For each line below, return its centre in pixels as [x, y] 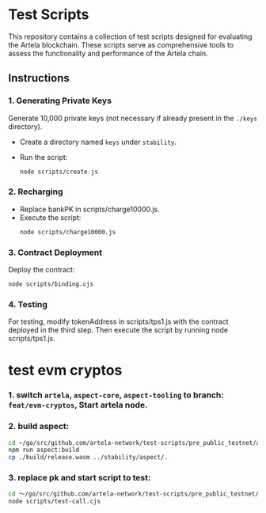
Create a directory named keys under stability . [98, 142]
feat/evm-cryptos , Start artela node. [78, 405]
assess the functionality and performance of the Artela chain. [108, 53]
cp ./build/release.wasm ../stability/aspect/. [88, 458]
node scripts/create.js [59, 172]
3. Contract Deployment [55, 253]
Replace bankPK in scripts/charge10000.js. [89, 209]
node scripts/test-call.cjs [55, 502]
